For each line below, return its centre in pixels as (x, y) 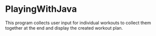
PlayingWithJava (41, 9)
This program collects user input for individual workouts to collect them (78, 23)
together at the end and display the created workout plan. (64, 28)
